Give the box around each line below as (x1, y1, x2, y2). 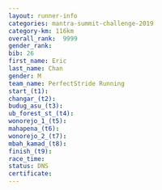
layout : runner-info (8, 11, 79, 20)
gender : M (8, 72, 42, 80)
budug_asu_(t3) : (8, 102, 63, 110)
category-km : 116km (8, 27, 75, 35)
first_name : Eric (8, 57, 67, 65)
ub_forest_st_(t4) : (8, 110, 75, 118)
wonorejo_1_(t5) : (8, 117, 67, 125)
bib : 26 (8, 49, 35, 57)
